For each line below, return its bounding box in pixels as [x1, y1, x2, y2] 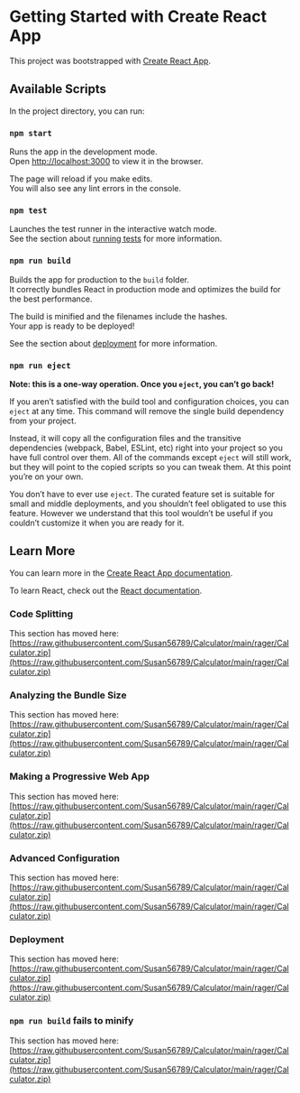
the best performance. [9, 293, 93, 304]
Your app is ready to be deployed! [9, 320, 135, 331]
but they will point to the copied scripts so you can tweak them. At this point [9, 461, 291, 472]
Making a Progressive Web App [9, 770, 150, 783]
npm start [9, 128, 52, 138]
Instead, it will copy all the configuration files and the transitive [9, 432, 241, 443]
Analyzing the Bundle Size [9, 689, 127, 701]
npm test [9, 205, 48, 216]
